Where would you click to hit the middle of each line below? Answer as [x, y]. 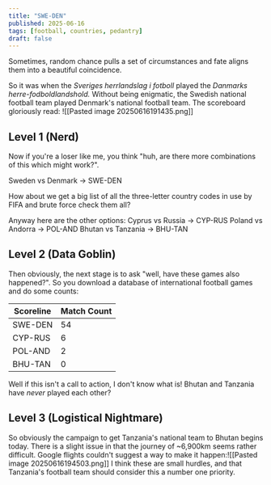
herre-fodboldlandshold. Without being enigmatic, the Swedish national [127, 95]
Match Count [86, 310]
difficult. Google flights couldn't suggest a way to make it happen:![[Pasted [133, 454]
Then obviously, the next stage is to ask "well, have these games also [124, 274]
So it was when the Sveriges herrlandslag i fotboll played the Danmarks [128, 86]
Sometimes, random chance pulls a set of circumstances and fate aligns [129, 61]
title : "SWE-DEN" [38, 16]
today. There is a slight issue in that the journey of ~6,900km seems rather [133, 446]
